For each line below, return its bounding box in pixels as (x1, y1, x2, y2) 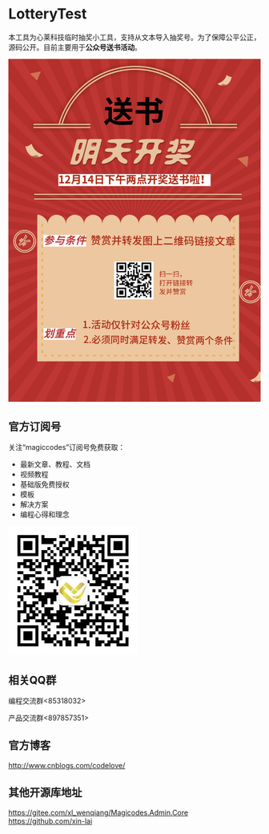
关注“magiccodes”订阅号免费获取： (8, 443, 126, 452)
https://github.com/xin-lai (8, 816, 93, 826)
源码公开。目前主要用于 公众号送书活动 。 (8, 42, 142, 52)
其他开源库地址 (8, 786, 82, 800)
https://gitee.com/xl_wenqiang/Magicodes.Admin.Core (8, 808, 189, 817)
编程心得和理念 (19, 510, 70, 520)
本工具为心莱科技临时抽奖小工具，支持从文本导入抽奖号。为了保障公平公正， (8, 32, 261, 42)
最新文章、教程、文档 (19, 460, 90, 469)
